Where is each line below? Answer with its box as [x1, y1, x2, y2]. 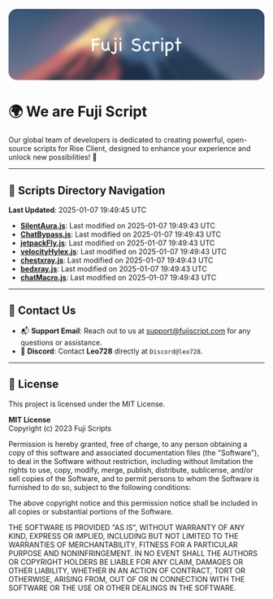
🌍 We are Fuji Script [8, 102, 148, 121]
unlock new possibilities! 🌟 [8, 152, 97, 163]
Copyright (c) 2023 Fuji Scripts [8, 423, 112, 433]
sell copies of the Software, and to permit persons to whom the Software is [8, 473, 260, 484]
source [8, 144, 32, 154]
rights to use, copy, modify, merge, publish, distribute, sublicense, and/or [8, 465, 253, 475]
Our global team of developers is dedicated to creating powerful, [8, 135, 225, 145]
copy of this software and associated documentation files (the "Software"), [8, 448, 260, 458]
